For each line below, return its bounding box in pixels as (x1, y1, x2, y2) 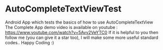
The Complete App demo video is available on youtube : (5, 24, 118, 30)
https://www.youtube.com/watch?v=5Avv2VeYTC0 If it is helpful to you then (5, 29, 159, 35)
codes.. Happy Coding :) (5, 39, 54, 45)
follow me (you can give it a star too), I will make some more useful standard (5, 35, 159, 40)
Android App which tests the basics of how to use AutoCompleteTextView (5, 19, 154, 25)
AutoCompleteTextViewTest (5, 3, 122, 14)
